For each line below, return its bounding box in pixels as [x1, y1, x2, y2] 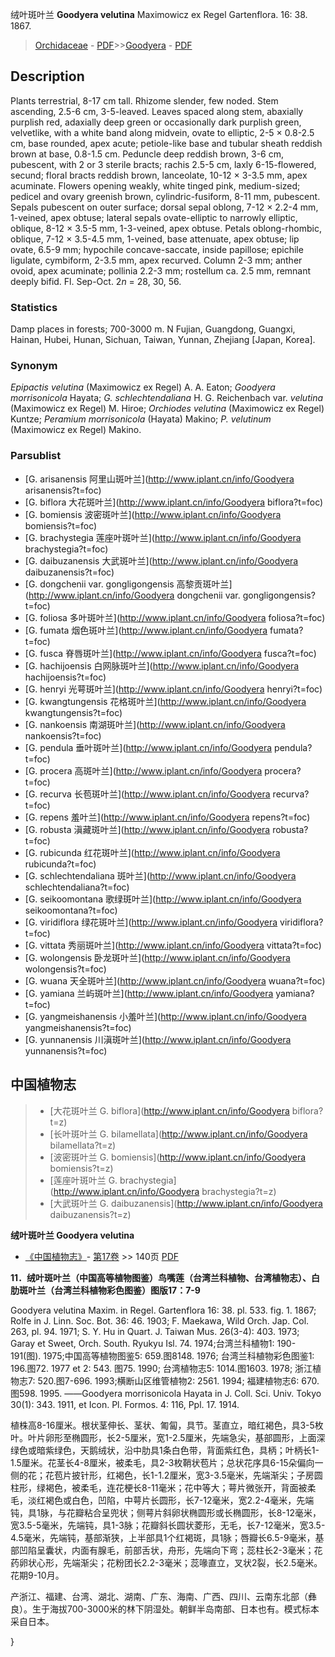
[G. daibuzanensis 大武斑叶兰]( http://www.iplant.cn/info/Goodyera [24, 554, 299, 567]
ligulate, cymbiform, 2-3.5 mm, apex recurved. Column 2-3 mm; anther [10, 254, 303, 266]
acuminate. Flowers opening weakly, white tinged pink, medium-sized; [10, 179, 301, 192]
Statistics [10, 300, 58, 314]
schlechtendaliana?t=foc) [24, 881, 130, 893]
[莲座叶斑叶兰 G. [49, 1174, 118, 1186]
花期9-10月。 [10, 1569, 65, 1581]
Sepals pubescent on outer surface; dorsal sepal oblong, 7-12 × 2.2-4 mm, [10, 201, 319, 213]
